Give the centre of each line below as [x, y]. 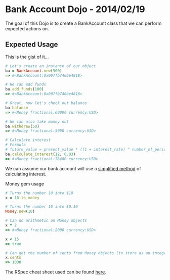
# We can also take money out [37, 122]
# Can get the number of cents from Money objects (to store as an [78, 253]
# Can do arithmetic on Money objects [46, 221]
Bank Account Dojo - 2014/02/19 [75, 9]
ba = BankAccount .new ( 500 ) [34, 71]
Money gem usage [25, 183]
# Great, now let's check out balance [46, 103]
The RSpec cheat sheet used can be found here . [56, 272]
